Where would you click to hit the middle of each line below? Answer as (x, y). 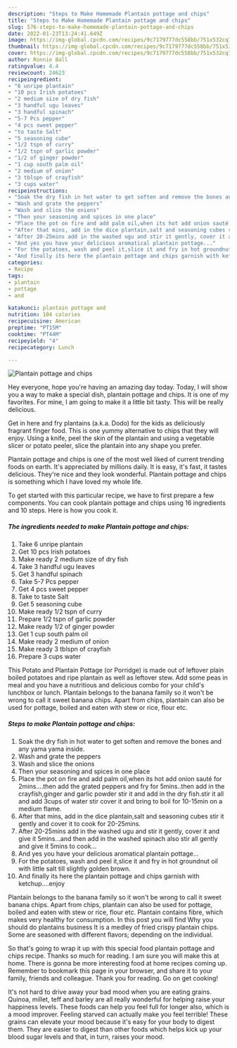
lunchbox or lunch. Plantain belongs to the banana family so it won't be (111, 693)
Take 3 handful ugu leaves (57, 567)
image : (18, 40)
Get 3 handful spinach (50, 574)
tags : (16, 275)
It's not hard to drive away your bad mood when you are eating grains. (110, 992)
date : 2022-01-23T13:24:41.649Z (55, 33)
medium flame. (40, 809)
